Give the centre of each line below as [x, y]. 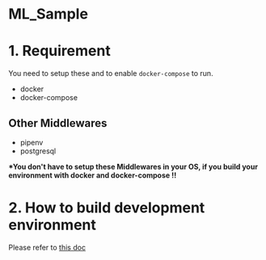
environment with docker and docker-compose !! [93, 175]
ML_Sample [49, 14]
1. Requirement [59, 51]
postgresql [38, 151]
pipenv [32, 142]
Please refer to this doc [47, 247]
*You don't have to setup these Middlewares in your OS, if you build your [133, 166]
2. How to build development [107, 208]
